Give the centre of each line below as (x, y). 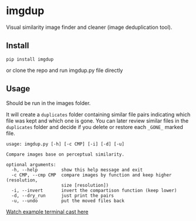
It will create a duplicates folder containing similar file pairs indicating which (98, 114)
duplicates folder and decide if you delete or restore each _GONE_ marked (95, 127)
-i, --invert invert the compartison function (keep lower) (94, 190)
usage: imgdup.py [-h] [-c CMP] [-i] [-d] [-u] (65, 144)
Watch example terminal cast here (48, 212)
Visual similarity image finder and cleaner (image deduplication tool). (89, 27)
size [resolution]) (85, 185)
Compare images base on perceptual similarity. (65, 154)
